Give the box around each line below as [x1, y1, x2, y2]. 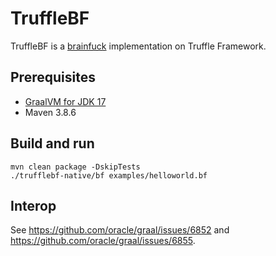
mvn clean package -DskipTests [10, 162, 141, 172]
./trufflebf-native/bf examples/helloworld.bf [10, 170, 208, 181]
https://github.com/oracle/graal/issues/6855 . [10, 235, 196, 247]
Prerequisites [10, 69, 96, 86]
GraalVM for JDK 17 [24, 95, 107, 107]
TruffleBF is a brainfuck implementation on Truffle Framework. [10, 40, 267, 52]
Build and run [10, 135, 95, 152]
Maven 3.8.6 [24, 106, 77, 118]
